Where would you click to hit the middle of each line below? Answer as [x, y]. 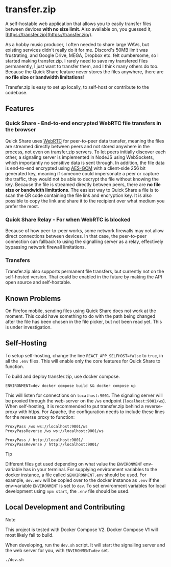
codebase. [17, 92]
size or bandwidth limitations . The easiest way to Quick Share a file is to [82, 190]
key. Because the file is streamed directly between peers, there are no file [83, 184]
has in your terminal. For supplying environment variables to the [90, 469]
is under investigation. [29, 327]
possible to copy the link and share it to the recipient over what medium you [85, 200]
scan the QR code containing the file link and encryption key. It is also [79, 195]
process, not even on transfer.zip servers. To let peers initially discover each [86, 152]
